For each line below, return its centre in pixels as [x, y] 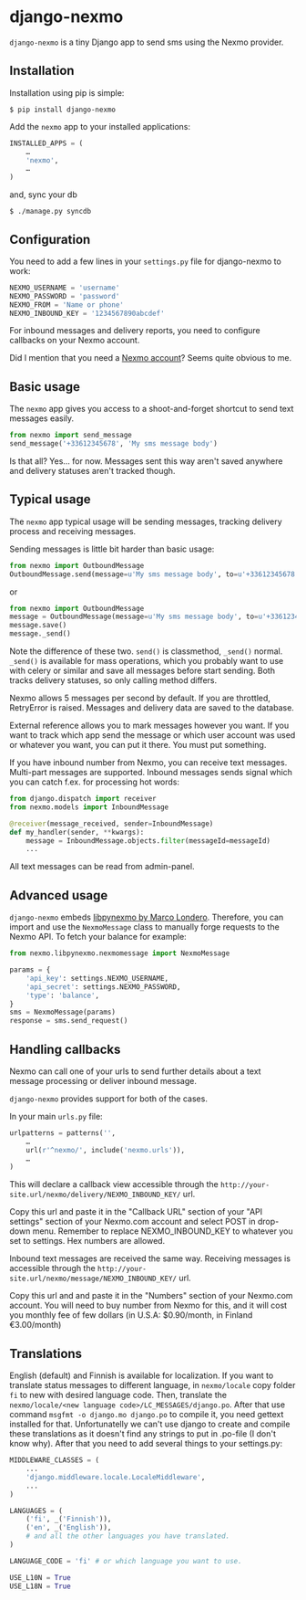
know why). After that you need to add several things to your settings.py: [146, 1444]
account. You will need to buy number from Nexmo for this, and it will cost [148, 1305]
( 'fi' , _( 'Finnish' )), [69, 1519]
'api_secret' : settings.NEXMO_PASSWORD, [103, 987]
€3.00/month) [36, 1325]
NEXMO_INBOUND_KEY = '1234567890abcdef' [87, 313]
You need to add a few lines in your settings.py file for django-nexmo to [146, 261]
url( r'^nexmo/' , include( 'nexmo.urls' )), [105, 1150]
